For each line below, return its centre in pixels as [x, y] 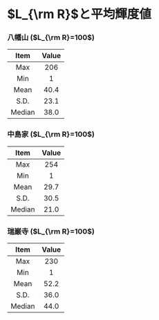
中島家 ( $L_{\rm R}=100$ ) [51, 134]
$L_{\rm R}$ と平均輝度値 [79, 14]
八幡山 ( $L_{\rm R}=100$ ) [51, 37]
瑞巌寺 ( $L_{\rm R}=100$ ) [51, 231]
